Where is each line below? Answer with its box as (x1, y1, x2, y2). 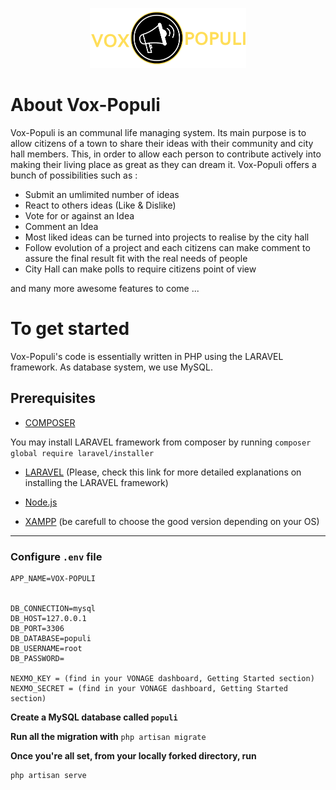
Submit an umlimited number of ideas (24, 189, 180, 201)
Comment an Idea (24, 221, 99, 233)
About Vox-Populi (10, 94, 161, 117)
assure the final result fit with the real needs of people (24, 253, 248, 265)
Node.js (24, 496, 58, 508)
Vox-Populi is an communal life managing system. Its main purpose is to (10, 127, 307, 139)
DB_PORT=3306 (10, 624, 65, 634)
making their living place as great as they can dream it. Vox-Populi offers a (10, 159, 317, 171)
